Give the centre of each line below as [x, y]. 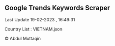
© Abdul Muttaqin [23, 38]
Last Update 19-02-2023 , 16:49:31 [40, 19]
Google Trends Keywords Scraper [57, 8]
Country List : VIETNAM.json [33, 29]
